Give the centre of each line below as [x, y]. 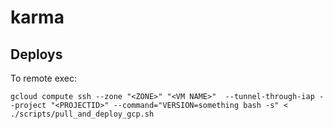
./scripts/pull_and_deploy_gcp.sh [82, 114]
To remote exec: [44, 78]
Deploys [36, 54]
